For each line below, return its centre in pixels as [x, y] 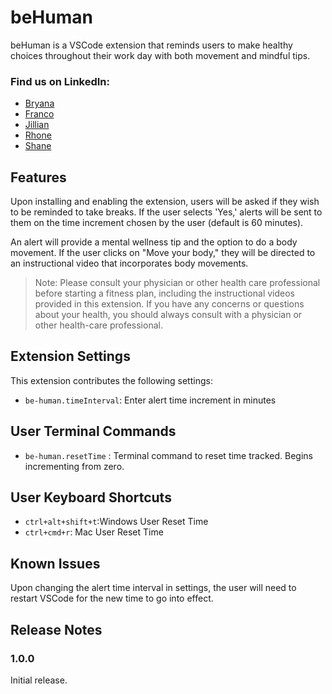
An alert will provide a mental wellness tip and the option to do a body [154, 242]
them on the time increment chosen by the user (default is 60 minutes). [157, 223]
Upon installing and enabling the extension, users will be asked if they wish [165, 202]
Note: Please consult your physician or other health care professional [177, 283]
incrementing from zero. [74, 466]
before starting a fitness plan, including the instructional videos [164, 293]
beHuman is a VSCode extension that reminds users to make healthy [151, 45]
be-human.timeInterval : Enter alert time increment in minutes [150, 400]
